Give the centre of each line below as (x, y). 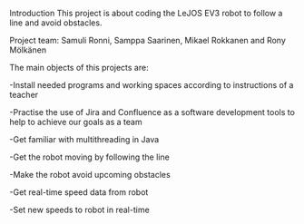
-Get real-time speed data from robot (79, 192)
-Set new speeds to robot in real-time (79, 209)
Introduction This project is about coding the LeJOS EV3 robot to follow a (146, 13)
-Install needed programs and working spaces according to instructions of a (152, 85)
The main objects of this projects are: (79, 68)
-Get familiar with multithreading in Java (84, 139)
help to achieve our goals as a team (76, 122)
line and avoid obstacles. (56, 23)
